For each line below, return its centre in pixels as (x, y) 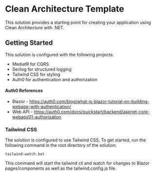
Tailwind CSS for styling (36, 74)
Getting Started (29, 43)
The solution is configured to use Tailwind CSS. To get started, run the (76, 140)
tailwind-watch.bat (25, 154)
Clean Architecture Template (65, 9)
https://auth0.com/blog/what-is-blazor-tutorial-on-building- (89, 101)
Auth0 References (24, 90)
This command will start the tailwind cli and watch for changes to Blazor (77, 163)
